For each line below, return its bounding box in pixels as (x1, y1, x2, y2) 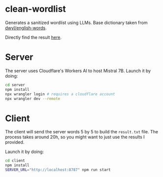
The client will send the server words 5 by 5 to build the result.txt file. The (5, 129, 159, 135)
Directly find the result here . (5, 34, 62, 40)
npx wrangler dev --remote (5, 96, 60, 101)
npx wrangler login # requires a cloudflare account (5, 92, 115, 97)
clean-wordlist (5, 3, 66, 15)
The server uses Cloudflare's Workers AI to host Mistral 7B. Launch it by (5, 68, 151, 74)
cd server (5, 82, 26, 87)
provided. (5, 139, 25, 145)
